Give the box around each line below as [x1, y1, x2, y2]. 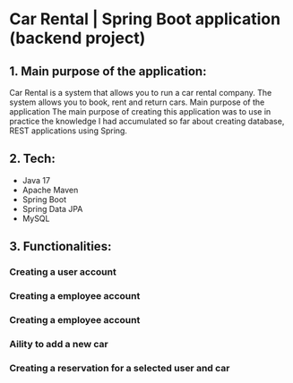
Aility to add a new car [9, 337, 109, 350]
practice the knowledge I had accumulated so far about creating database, [9, 116, 285, 126]
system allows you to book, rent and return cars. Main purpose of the [9, 97, 265, 107]
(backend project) [9, 28, 146, 48]
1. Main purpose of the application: [9, 64, 207, 79]
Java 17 [22, 174, 51, 185]
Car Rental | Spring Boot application [9, 9, 280, 30]
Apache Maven [22, 184, 79, 195]
